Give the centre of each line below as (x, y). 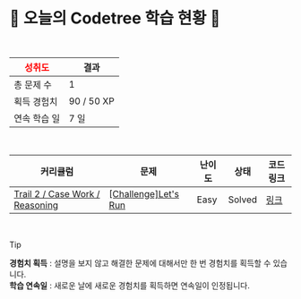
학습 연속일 (28, 285)
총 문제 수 (33, 84)
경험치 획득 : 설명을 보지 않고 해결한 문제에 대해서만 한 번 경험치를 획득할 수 (140, 263)
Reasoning (36, 205)
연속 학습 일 (37, 118)
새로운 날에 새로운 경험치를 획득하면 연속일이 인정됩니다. (152, 285)
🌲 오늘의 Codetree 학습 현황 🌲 (115, 18)
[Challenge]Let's (144, 193)
